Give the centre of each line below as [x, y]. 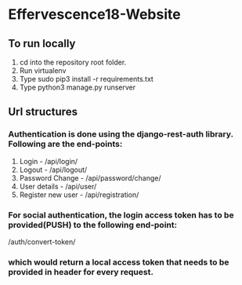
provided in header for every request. [81, 272]
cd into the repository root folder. [73, 62]
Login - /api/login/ [49, 161]
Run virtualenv [43, 71]
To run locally [42, 44]
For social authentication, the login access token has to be [121, 215]
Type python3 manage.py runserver [78, 87]
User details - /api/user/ [58, 186]
